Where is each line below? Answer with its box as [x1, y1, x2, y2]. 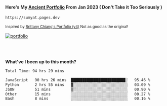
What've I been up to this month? [5, 59, 77, 65]
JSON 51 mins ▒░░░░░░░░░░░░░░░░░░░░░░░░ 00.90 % [5, 87, 151, 92]
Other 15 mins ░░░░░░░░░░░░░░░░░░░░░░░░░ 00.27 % [5, 91, 151, 96]
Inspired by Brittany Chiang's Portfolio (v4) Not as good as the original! [5, 24, 128, 30]
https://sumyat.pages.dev [5, 15, 60, 20]
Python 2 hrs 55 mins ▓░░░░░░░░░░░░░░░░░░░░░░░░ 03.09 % [5, 82, 151, 87]
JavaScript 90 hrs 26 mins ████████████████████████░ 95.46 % [5, 77, 151, 82]
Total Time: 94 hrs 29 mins [5, 68, 65, 74]
